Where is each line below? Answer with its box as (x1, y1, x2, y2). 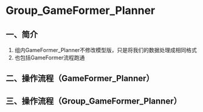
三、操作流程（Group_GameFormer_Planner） (5, 96, 182, 106)
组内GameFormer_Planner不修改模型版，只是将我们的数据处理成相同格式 (14, 47, 197, 53)
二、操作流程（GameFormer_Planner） (5, 73, 154, 84)
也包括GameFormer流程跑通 (14, 54, 85, 61)
